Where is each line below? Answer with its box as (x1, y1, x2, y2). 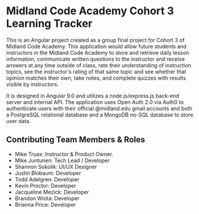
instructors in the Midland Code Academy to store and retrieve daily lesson (6, 49, 189, 56)
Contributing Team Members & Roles (6, 135, 146, 145)
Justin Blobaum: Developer (14, 169, 81, 177)
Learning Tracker (6, 17, 93, 30)
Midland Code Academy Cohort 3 (6, 4, 174, 18)
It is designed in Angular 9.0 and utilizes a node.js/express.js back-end (6, 92, 179, 99)
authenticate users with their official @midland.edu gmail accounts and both (6, 105, 193, 112)
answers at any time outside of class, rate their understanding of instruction (6, 61, 192, 69)
